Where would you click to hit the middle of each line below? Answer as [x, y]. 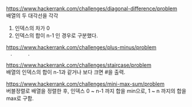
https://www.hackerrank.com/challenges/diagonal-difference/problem [92, 9]
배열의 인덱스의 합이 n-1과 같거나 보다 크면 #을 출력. [66, 72]
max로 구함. [20, 98]
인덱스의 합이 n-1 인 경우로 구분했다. [56, 35]
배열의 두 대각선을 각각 [32, 15]
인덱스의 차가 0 [32, 28]
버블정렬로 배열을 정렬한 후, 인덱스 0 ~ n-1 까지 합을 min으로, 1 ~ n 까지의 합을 [96, 91]
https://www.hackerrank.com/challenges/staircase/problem [79, 65]
